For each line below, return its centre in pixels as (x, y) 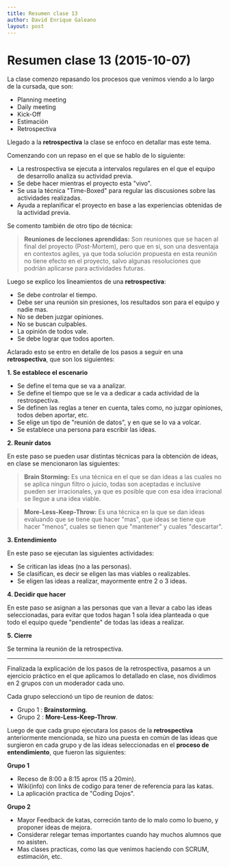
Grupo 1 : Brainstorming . (52, 710)
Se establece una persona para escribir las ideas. (87, 430)
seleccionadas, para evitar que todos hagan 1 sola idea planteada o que (108, 615)
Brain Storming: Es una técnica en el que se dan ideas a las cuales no (123, 477)
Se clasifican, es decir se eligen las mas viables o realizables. (103, 574)
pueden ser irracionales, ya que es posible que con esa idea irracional (123, 492)
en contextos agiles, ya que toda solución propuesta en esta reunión (120, 254)
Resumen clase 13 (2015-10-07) (99, 60)
